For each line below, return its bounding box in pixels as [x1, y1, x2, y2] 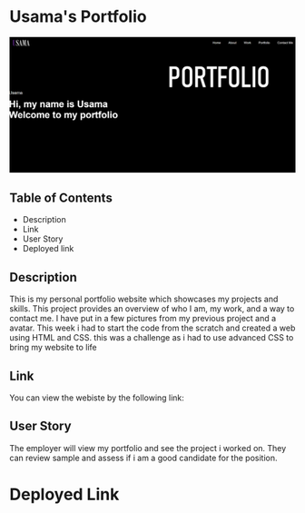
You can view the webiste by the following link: [9, 392, 184, 403]
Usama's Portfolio [9, 6, 147, 27]
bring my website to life [9, 342, 97, 353]
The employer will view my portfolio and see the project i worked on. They [9, 442, 287, 453]
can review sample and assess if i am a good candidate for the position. [9, 452, 278, 463]
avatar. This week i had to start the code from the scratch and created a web [9, 322, 296, 333]
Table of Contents [9, 191, 113, 206]
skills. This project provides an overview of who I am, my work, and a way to [9, 303, 295, 314]
